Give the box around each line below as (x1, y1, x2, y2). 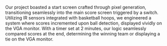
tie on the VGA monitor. (5, 36, 54, 42)
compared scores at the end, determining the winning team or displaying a (5, 31, 160, 36)
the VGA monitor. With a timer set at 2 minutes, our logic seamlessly (5, 25, 146, 31)
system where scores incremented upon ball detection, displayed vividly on (5, 20, 162, 26)
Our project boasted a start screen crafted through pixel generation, (5, 4, 146, 10)
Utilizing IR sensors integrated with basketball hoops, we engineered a (5, 15, 151, 20)
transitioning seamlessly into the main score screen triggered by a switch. (5, 9, 159, 15)
